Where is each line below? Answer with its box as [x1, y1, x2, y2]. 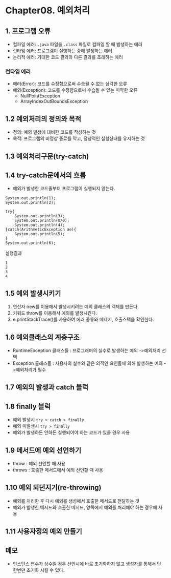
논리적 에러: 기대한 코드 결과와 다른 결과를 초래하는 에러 [12, 54, 124, 60]
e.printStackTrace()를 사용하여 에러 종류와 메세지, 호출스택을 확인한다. [12, 316, 154, 323]
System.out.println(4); [14, 222, 65, 228]
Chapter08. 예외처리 [5, 5, 90, 16]
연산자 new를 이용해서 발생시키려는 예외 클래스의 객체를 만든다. [12, 303, 139, 310]
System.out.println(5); [14, 232, 65, 237]
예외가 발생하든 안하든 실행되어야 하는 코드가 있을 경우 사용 [12, 429, 130, 436]
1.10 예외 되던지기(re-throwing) [5, 483, 102, 492]
